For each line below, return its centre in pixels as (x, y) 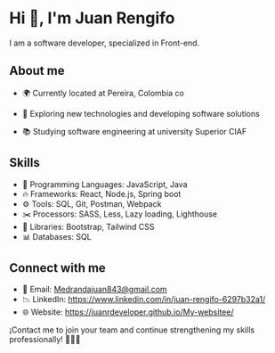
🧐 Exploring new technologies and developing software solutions (141, 113)
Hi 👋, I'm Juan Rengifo (92, 18)
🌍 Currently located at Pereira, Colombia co (103, 93)
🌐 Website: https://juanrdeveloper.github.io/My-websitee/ (128, 312)
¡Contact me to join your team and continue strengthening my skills (132, 330)
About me (37, 71)
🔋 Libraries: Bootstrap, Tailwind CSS (88, 226)
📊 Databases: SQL (57, 236)
